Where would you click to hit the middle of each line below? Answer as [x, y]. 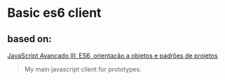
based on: [30, 39]
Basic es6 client [54, 13]
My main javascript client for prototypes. [83, 69]
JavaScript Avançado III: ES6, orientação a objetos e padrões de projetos [113, 55]
